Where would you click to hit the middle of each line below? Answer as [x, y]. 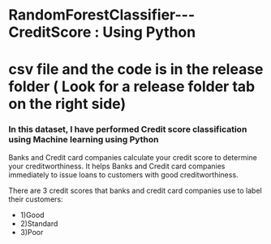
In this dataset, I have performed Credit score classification [128, 129]
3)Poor [32, 232]
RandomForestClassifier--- [102, 15]
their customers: [36, 199]
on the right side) [67, 104]
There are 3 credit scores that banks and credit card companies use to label [135, 190]
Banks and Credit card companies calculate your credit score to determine [133, 157]
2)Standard [39, 223]
